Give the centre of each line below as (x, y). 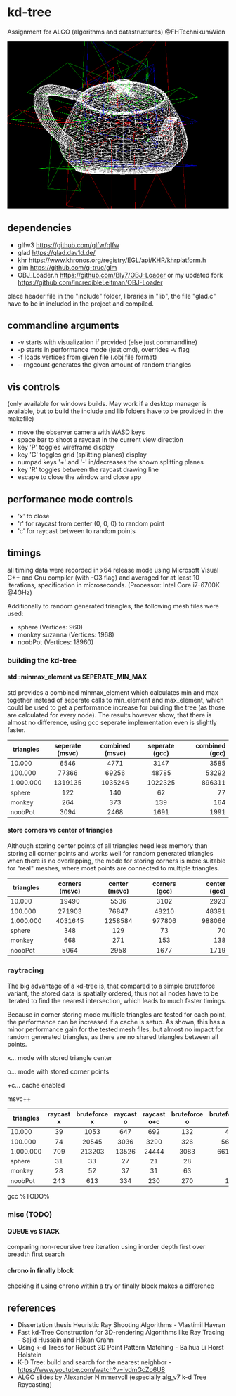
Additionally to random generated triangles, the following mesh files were (113, 606)
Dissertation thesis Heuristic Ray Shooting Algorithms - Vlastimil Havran (122, 1325)
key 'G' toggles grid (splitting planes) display (82, 455)
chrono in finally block (40, 1270)
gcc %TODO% (29, 1196)
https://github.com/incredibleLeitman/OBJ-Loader (90, 282)
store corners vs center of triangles (60, 830)
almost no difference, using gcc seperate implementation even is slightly (112, 722)
